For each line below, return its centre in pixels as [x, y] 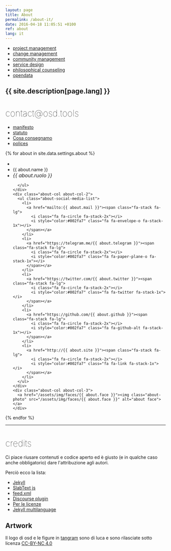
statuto [20, 133]
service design [28, 64]
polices [20, 144]
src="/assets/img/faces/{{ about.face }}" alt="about [87, 400]
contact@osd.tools [42, 113]
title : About [19, 15]
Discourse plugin [30, 499]
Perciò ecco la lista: [26, 473]
